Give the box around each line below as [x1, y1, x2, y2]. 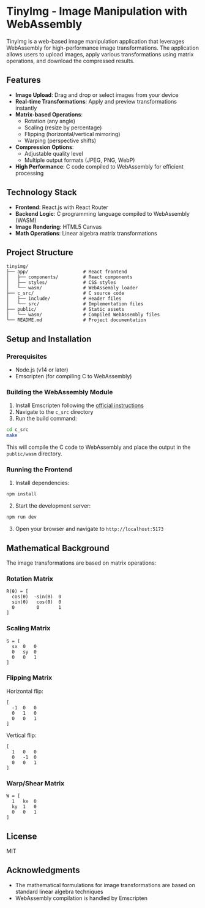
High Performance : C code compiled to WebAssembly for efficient [15, 162, 184, 170]
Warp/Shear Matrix [6, 779, 65, 787]
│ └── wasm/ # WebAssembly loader [6, 285, 138, 291]
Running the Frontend [6, 465, 72, 474]
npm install [6, 491, 37, 497]
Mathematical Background [6, 543, 110, 553]
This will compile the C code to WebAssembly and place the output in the [6, 443, 191, 451]
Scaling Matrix [6, 624, 51, 633]
